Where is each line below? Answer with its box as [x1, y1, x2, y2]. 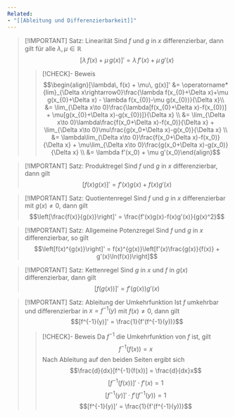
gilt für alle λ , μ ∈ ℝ [24, 44, 82, 53]
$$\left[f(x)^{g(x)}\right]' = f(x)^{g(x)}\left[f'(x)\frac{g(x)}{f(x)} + [34, 244, 220, 253]
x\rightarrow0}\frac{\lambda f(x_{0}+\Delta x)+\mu [80, 87, 229, 96]
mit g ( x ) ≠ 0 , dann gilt [24, 201, 88, 210]
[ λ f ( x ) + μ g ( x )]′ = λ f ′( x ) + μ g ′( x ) [80, 56, 174, 64]
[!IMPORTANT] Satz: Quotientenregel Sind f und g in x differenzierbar [24, 193, 226, 202]
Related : [7, 10, 33, 18]
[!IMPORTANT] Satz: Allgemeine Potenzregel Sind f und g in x [24, 226, 203, 234]
